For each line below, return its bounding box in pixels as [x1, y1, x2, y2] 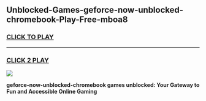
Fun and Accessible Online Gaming [6, 88, 97, 95]
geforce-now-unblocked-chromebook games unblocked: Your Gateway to [6, 81, 200, 88]
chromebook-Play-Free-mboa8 [6, 15, 128, 25]
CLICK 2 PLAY [6, 56, 49, 64]
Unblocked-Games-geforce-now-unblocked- [6, 5, 184, 15]
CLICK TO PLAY [6, 33, 54, 42]
